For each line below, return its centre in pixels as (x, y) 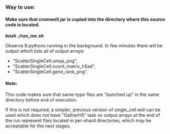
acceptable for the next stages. (38, 126)
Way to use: (20, 7)
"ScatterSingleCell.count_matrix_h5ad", (54, 66)
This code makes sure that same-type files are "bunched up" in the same (82, 94)
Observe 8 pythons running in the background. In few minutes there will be (84, 46)
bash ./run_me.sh (25, 36)
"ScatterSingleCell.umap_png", (45, 61)
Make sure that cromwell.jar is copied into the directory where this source (85, 19)
